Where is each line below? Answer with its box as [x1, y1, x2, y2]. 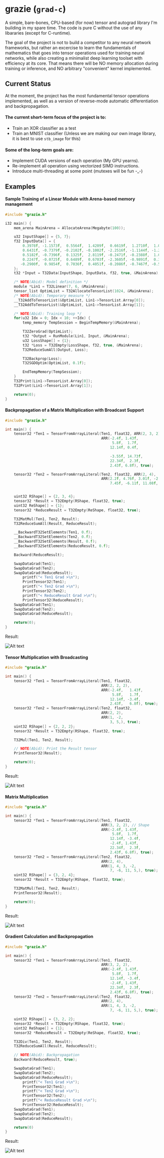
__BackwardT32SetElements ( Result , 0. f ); [14, 539, 97, 544]
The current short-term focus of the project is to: [5, 114, 106, 120]
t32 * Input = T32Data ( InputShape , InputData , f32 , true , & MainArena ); [14, 271, 161, 276]
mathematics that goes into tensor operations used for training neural [5, 50, 145, 56]
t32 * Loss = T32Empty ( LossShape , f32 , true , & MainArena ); [22, 343, 143, 348]
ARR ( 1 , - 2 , [101, 715, 123, 720]
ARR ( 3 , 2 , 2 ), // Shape [101, 823, 150, 827]
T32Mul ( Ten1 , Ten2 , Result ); [14, 737, 73, 742]
